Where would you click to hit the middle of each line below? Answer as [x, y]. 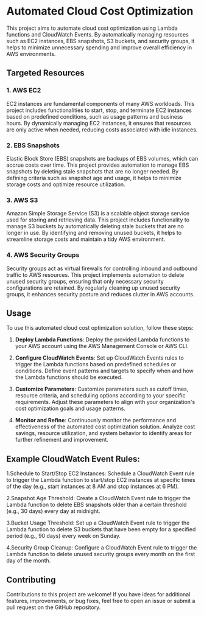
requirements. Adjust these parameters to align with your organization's [105, 402]
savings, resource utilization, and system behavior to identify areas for [103, 433]
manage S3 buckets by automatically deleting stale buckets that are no [95, 226]
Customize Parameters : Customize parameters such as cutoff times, [102, 389]
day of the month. [29, 560]
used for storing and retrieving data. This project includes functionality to [98, 220]
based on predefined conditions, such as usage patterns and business [95, 116]
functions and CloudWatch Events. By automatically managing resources [97, 34]
